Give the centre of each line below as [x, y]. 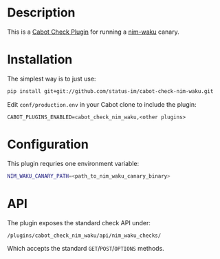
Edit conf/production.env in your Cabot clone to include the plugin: [102, 104]
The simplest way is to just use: [52, 79]
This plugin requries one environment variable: [73, 163]
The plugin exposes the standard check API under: [79, 222]
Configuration [48, 144]
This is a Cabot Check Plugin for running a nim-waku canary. [93, 32]
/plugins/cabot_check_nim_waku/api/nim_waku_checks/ [84, 236]
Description [41, 13]
